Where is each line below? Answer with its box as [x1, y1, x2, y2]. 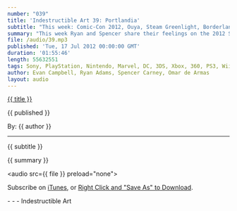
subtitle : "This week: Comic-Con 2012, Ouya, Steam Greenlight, [7, 23, 200, 30]
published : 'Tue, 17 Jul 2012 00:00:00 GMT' [7, 43, 140, 50]
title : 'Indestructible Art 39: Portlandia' [7, 17, 140, 24]
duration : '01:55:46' [7, 50, 71, 57]
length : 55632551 [7, 56, 59, 63]
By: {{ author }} [7, 122, 51, 131]
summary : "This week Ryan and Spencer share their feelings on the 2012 [7, 30, 226, 37]
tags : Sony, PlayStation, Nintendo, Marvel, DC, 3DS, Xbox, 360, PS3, [7, 63, 219, 70]
